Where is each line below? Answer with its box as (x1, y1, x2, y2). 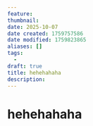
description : (7, 75, 46, 83)
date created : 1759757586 (7, 30, 83, 37)
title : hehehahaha (7, 69, 61, 76)
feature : (7, 10, 33, 18)
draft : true (7, 63, 42, 70)
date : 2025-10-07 (7, 23, 58, 30)
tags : (7, 50, 23, 57)
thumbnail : (7, 17, 39, 24)
